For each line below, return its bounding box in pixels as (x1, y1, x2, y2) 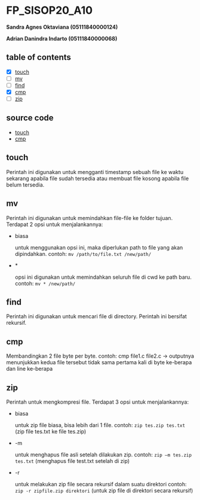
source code (6, 113, 54, 123)
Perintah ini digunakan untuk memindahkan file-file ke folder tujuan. (6, 214, 173, 221)
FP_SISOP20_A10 (6, 4, 93, 17)
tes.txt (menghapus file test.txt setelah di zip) (14, 457, 130, 464)
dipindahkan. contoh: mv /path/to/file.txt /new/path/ (14, 250, 152, 257)
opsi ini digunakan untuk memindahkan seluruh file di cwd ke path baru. (14, 273, 192, 281)
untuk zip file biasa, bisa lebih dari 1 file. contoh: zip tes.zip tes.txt (14, 421, 186, 428)
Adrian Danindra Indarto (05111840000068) (6, 35, 118, 42)
